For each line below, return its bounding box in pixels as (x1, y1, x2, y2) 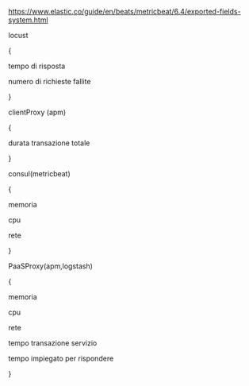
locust (8, 31, 29, 40)
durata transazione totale (8, 138, 90, 148)
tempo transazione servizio (8, 338, 98, 348)
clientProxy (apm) (8, 107, 67, 117)
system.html (8, 15, 49, 25)
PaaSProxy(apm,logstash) (8, 261, 94, 271)
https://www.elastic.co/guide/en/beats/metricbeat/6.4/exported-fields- (8, 7, 241, 16)
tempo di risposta (8, 61, 66, 71)
